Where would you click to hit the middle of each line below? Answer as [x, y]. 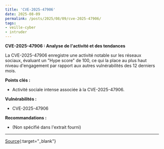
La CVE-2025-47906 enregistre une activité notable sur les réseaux [73, 55]
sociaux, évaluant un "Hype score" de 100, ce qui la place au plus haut [76, 60]
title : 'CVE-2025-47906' [30, 9]
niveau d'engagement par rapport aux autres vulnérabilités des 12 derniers [80, 66]
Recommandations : [26, 118]
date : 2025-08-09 [23, 14]
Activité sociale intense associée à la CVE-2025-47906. [68, 90]
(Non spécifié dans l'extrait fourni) [47, 127]
